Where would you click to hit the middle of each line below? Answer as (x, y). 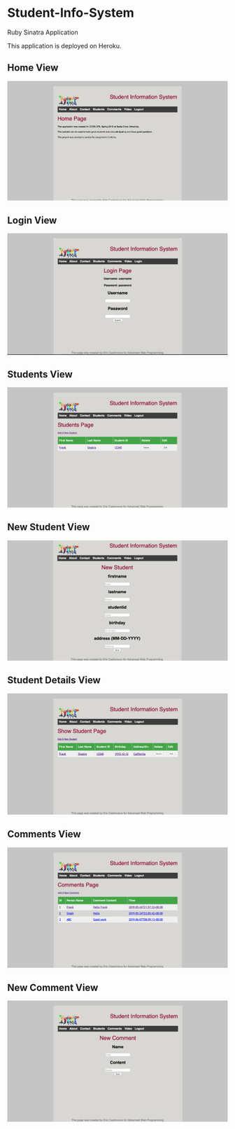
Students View (40, 374)
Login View (32, 220)
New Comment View (53, 987)
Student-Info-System (71, 13)
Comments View (44, 834)
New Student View (49, 527)
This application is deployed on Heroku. (64, 45)
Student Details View (54, 680)
